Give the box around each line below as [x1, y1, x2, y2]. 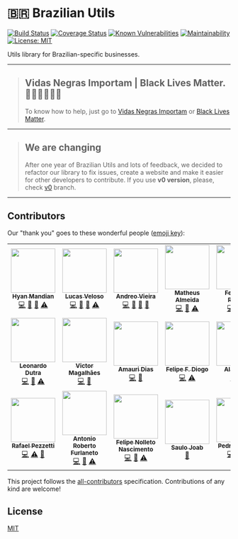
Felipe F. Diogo [166, 366, 209, 373]
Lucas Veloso [64, 292, 104, 301]
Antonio [73, 435, 96, 443]
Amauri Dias [118, 366, 154, 373]
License [7, 505, 43, 517]
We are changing [24, 141, 101, 153]
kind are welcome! [7, 485, 62, 493]
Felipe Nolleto [115, 439, 156, 446]
